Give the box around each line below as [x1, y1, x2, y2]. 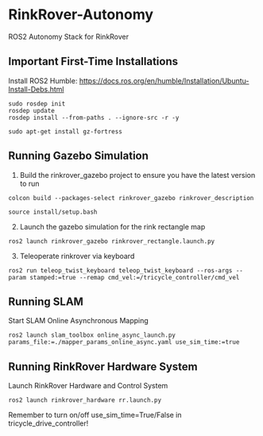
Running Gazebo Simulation [8, 149, 149, 163]
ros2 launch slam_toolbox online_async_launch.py [8, 331, 176, 339]
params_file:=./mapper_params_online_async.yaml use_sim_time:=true [8, 338, 240, 346]
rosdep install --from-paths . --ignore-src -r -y [8, 114, 180, 122]
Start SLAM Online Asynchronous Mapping [8, 316, 149, 326]
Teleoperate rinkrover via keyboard [19, 251, 135, 260]
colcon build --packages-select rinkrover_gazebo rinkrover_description [8, 194, 254, 202]
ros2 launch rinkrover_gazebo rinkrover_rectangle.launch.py [8, 237, 215, 245]
